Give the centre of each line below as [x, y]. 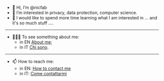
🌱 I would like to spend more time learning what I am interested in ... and [85, 18]
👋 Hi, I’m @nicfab [30, 8]
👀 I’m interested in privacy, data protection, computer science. [75, 13]
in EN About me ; [36, 42]
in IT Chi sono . [34, 47]
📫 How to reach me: [33, 61]
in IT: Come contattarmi [43, 73]
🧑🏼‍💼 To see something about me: [46, 37]
